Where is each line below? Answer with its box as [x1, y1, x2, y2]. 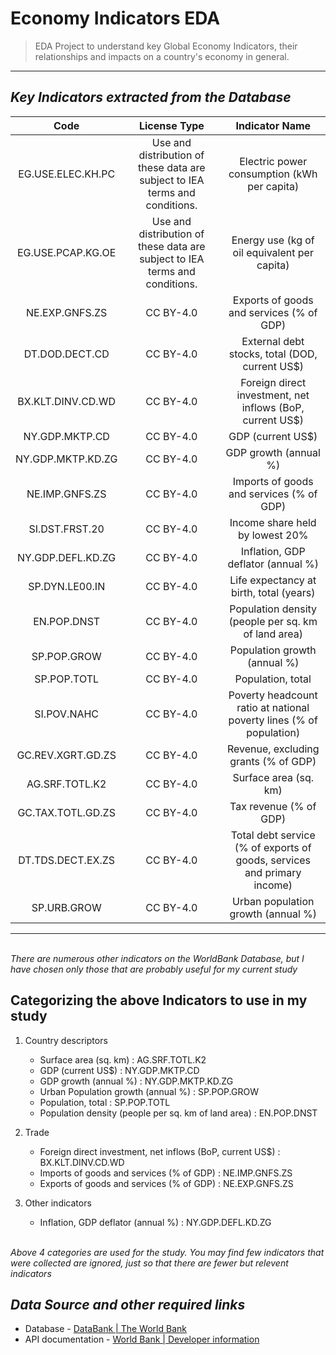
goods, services [235, 853, 312, 867]
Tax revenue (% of [229, 799, 317, 813]
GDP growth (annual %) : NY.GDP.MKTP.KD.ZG [39, 1075, 234, 1087]
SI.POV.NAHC [34, 707, 100, 721]
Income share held [229, 515, 317, 529]
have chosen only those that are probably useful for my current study [10, 963, 298, 975]
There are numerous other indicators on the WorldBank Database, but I [10, 952, 305, 964]
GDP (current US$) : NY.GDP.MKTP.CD [39, 1064, 200, 1076]
